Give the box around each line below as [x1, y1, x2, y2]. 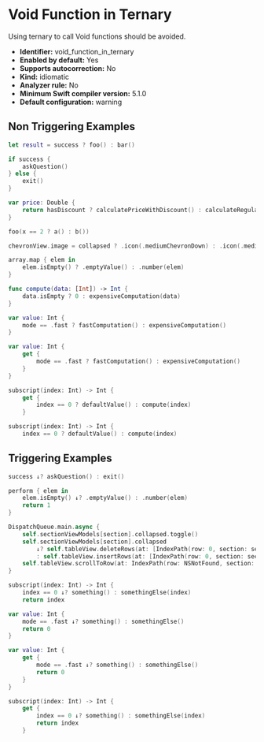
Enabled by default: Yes [19, 55, 99, 65]
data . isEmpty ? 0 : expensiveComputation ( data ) [22, 292, 181, 300]
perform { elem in [8, 487, 68, 494]
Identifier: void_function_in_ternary [19, 47, 134, 56]
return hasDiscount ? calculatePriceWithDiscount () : [22, 206, 202, 214]
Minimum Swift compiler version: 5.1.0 [19, 88, 147, 98]
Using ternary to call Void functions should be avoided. [8, 32, 186, 41]
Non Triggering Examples [8, 120, 136, 133]
